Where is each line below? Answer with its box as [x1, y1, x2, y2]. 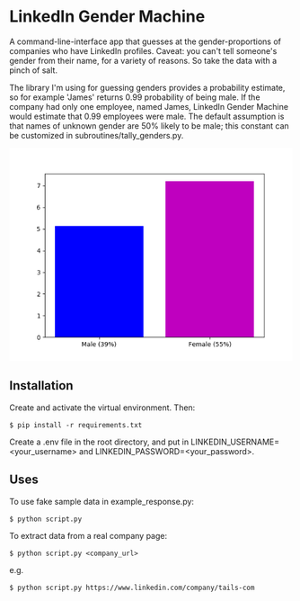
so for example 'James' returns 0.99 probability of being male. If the [9, 92, 260, 103]
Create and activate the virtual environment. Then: [9, 402, 196, 413]
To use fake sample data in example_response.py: [9, 496, 195, 507]
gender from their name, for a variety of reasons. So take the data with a [9, 55, 278, 66]
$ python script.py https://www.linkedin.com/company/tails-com [9, 583, 255, 592]
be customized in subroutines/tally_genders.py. [9, 130, 184, 140]
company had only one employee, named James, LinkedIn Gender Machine [9, 101, 289, 112]
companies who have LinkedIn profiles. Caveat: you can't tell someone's [9, 45, 278, 56]
